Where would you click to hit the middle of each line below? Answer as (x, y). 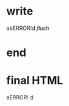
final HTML (35, 81)
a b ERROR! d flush (28, 28)
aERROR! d (20, 97)
